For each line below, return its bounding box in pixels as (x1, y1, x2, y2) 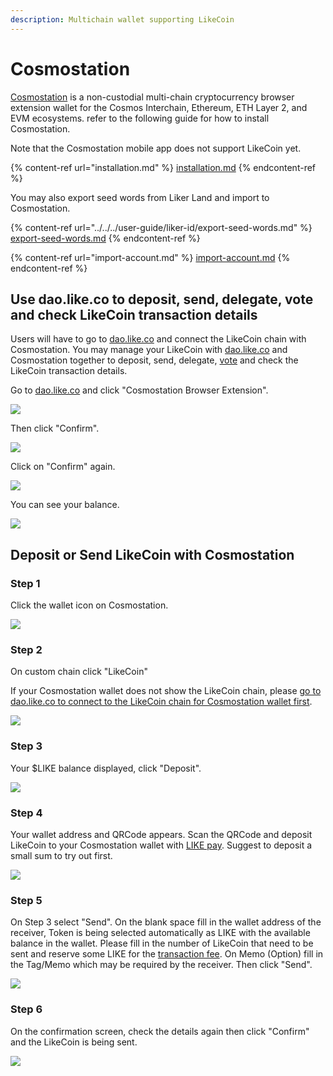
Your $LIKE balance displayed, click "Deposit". (10, 762, 202, 774)
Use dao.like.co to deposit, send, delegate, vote (10, 291, 314, 308)
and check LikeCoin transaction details (10, 306, 258, 323)
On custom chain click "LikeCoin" (10, 666, 148, 678)
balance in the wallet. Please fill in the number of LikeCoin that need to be (10, 937, 314, 950)
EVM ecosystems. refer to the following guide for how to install (10, 112, 270, 124)
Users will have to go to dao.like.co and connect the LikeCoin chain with (10, 333, 307, 345)
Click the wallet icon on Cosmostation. (10, 599, 169, 611)
